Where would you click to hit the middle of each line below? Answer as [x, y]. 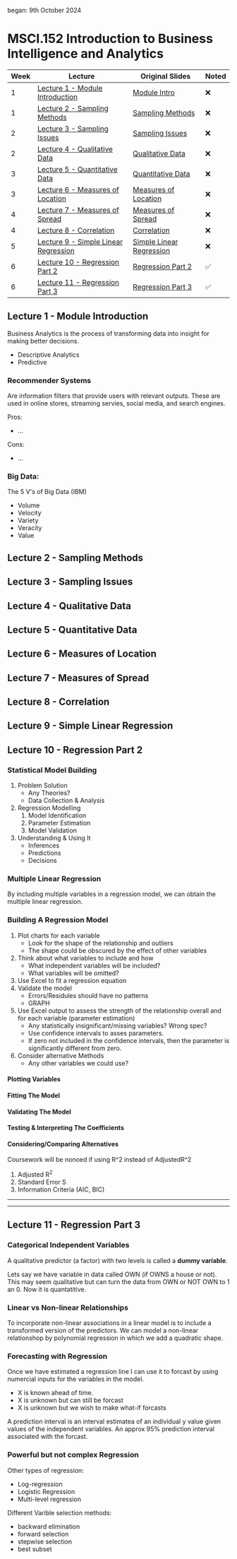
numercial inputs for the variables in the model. [76, 1379]
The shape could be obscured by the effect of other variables [117, 951]
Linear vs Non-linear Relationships [68, 1307]
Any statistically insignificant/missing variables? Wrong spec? [117, 1025]
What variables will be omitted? [74, 973]
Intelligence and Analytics [86, 54]
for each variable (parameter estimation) [76, 1018]
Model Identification [57, 816]
